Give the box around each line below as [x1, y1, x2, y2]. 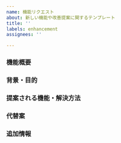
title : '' [6, 20, 31, 26]
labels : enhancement [6, 26, 59, 32]
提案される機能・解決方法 [6, 94, 81, 102]
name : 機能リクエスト [6, 9, 54, 15]
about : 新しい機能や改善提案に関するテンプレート [6, 15, 116, 21]
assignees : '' [6, 32, 42, 38]
